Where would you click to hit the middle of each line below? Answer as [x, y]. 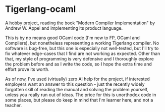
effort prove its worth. [27, 69]
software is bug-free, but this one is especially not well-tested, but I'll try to [82, 48]
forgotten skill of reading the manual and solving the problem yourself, [77, 89]
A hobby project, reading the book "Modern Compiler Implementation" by [80, 23]
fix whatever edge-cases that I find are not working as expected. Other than [82, 54]
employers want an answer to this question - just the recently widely [75, 84]
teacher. [14, 105]
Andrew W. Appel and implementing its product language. [64, 28]
